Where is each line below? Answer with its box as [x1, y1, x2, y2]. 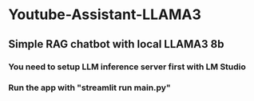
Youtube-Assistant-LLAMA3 [8, 6, 201, 24]
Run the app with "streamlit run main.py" [8, 82, 171, 93]
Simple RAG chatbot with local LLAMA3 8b [8, 37, 224, 51]
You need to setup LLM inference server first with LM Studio [8, 61, 246, 72]
